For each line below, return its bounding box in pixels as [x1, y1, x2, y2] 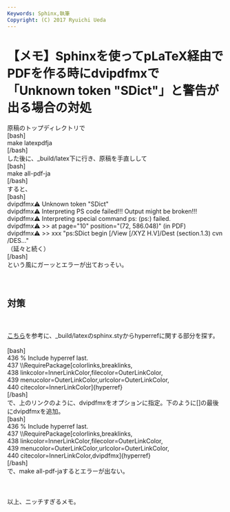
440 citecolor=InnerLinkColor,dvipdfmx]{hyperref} [7, 451, 151, 460]
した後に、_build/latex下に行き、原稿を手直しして [7, 154, 147, 162]
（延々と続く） [7, 245, 50, 253]
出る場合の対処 [7, 100, 92, 116]
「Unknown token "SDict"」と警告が [7, 83, 219, 98]
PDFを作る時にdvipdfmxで [7, 65, 160, 81]
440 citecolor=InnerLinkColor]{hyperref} [7, 383, 123, 392]
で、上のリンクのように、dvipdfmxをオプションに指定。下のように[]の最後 [7, 398, 219, 407]
